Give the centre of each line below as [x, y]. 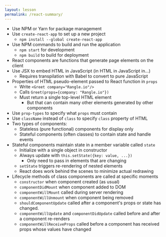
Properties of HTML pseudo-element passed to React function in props [85, 81]
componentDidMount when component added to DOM [73, 187]
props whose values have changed [55, 229]
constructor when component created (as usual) [70, 181]
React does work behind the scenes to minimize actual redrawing [86, 171]
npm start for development [47, 50]
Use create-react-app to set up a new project [59, 34]
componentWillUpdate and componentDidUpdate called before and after [90, 213]
